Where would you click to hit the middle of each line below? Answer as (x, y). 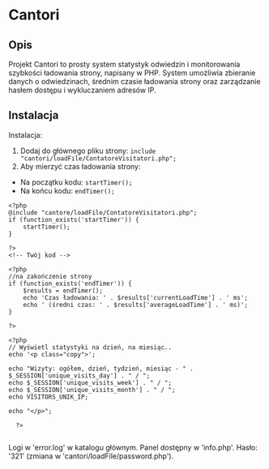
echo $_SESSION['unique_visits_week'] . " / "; (90, 382)
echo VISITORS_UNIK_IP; (49, 397)
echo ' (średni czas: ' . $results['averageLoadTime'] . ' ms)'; (136, 305)
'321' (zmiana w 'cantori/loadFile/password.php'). (91, 456)
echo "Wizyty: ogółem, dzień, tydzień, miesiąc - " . (101, 369)
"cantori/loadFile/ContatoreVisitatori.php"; (98, 158)
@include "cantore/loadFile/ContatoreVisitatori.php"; (103, 212)
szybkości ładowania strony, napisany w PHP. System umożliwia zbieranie (132, 73)
